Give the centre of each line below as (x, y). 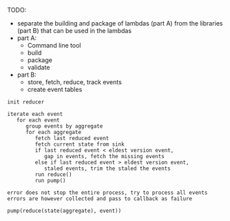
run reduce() (53, 175)
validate (39, 67)
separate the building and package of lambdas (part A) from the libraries (120, 23)
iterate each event (35, 114)
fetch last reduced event (72, 138)
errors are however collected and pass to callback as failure (100, 199)
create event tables (55, 89)
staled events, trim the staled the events (107, 169)
